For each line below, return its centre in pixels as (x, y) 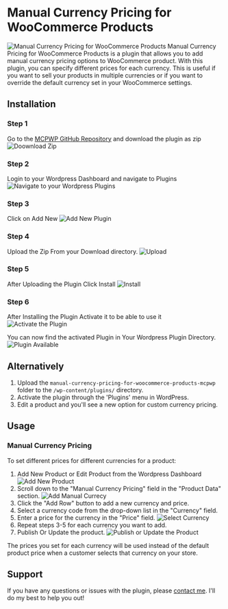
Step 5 (18, 269)
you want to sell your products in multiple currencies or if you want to (105, 75)
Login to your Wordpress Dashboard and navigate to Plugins (92, 178)
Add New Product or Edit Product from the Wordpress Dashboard (109, 474)
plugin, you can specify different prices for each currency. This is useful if (111, 68)
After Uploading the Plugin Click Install (61, 284)
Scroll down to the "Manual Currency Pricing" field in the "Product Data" (119, 488)
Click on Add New (33, 219)
